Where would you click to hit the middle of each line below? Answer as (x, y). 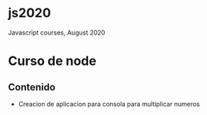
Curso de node (52, 61)
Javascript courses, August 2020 (57, 32)
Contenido (32, 87)
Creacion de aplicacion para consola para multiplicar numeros (109, 104)
